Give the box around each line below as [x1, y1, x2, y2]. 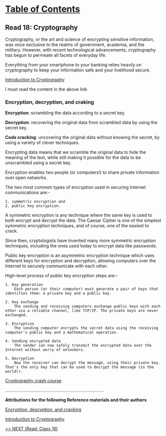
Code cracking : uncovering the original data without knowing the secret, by [5, 134, 160, 140]
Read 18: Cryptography [5, 23, 78, 32]
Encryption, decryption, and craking [5, 98, 94, 105]
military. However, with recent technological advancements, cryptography [5, 47, 156, 53]
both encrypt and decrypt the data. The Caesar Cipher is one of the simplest [5, 217, 162, 224]
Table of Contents [5, 3, 80, 15]
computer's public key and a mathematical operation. [5, 330, 119, 335]
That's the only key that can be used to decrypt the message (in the [5, 365, 154, 370]
